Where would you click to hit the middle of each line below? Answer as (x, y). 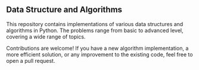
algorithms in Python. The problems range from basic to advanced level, (95, 30)
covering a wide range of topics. (46, 36)
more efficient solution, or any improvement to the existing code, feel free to (99, 54)
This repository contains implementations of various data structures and (95, 24)
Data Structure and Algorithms (64, 10)
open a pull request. (31, 61)
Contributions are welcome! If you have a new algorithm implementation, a (97, 48)
